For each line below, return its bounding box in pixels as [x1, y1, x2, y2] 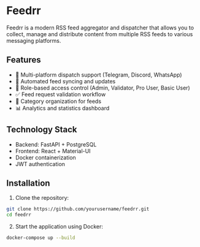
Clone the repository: [15, 194, 69, 202]
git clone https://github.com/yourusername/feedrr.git [6, 206, 150, 212]
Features [6, 55, 41, 65]
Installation [6, 178, 50, 188]
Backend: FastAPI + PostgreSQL [15, 140, 97, 148]
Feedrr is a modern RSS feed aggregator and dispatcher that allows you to [6, 24, 194, 31]
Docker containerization [15, 154, 77, 161]
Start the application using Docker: [15, 223, 103, 230]
